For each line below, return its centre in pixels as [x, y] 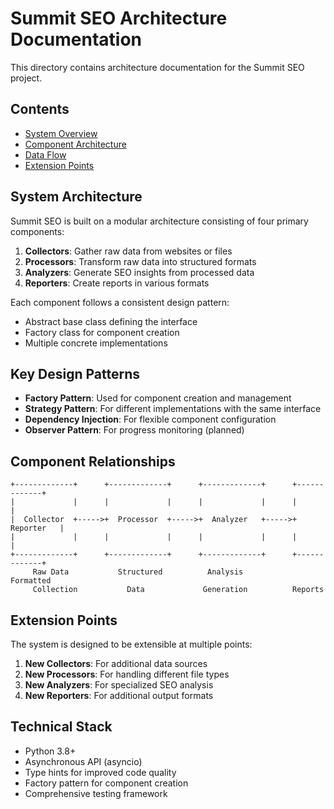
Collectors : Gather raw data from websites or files [128, 251]
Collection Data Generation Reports [178, 590]
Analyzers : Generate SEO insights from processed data [139, 272]
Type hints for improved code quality [100, 772]
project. [26, 78]
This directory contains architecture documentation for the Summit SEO [157, 67]
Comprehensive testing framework [96, 793]
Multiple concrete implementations [96, 343]
